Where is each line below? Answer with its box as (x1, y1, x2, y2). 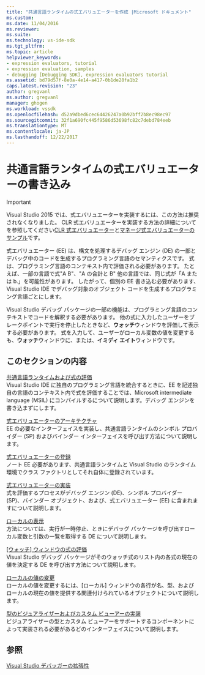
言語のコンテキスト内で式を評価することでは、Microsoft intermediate (17, 389, 192, 396)
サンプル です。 (6, 234, 44, 241)
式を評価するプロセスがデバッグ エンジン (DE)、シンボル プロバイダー (6, 489, 182, 496)
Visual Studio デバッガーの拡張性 (6, 662, 90, 669)
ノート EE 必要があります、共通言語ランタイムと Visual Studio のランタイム (6, 460, 196, 468)
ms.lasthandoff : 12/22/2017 (6, 134, 78, 141)
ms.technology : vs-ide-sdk (6, 37, 75, 43)
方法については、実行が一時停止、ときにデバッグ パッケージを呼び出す (6, 524, 185, 532)
